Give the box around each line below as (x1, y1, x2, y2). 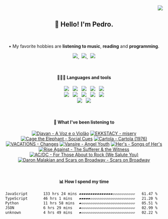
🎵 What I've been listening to (53, 119, 115, 125)
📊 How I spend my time (59, 178, 109, 184)
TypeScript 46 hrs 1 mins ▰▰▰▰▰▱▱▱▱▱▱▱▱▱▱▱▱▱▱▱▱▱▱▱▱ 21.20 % (5, 196, 157, 201)
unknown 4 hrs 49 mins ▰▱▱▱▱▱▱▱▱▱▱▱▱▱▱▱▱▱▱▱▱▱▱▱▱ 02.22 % (5, 210, 157, 215)
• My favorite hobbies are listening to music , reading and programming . (8, 43, 159, 49)
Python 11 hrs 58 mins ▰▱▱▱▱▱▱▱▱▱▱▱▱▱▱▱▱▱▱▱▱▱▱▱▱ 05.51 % (5, 200, 157, 205)
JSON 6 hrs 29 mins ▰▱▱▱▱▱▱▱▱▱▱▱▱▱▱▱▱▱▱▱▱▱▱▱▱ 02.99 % (5, 205, 157, 210)
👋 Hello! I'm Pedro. (54, 20, 113, 28)
